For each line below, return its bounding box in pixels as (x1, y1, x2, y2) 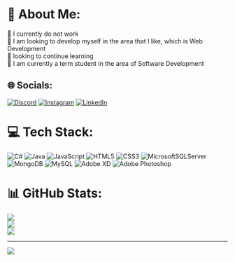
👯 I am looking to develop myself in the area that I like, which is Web (7, 36, 203, 45)
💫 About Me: (7, 6, 81, 22)
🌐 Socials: (7, 80, 53, 92)
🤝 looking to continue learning (7, 52, 94, 60)
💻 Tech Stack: (7, 124, 94, 139)
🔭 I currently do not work (7, 29, 79, 38)
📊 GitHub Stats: (7, 185, 103, 201)
